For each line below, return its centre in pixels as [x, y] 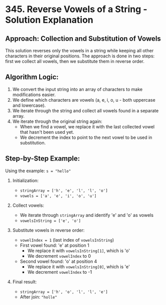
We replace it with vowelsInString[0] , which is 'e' [79, 266]
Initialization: [26, 180]
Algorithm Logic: [32, 77]
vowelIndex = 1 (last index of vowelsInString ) [67, 240]
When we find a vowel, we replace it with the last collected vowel [87, 126]
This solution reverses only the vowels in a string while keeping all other [79, 51]
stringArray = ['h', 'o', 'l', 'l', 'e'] [64, 292]
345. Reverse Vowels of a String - [76, 9]
